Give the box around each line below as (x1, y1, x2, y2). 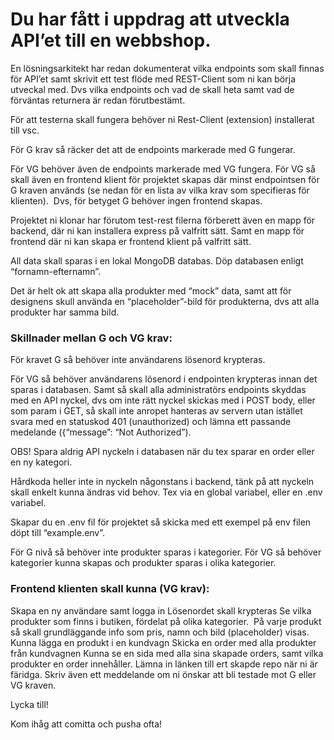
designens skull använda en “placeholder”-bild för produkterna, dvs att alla (10, 295, 320, 307)
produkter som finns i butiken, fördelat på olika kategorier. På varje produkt (10, 615, 322, 627)
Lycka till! (10, 698, 49, 710)
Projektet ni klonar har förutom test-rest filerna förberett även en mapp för (10, 214, 316, 226)
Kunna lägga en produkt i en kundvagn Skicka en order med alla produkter (10, 636, 317, 648)
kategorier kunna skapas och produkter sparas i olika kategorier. (10, 557, 277, 569)
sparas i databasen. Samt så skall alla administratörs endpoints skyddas (10, 384, 307, 396)
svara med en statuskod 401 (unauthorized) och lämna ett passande (10, 416, 292, 428)
